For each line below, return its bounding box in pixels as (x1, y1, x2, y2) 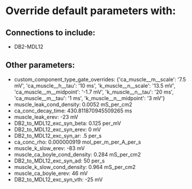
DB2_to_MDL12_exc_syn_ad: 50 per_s (14, 157, 105, 164)
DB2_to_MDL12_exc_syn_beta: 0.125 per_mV (14, 120, 121, 127)
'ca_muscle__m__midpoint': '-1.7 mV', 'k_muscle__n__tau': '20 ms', (14, 88, 174, 95)
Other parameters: (5, 60, 75, 70)
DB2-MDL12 (14, 43, 44, 50)
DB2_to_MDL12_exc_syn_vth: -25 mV (14, 175, 103, 183)
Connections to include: (5, 28, 95, 38)
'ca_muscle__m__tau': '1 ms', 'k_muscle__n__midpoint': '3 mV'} (14, 94, 165, 101)
